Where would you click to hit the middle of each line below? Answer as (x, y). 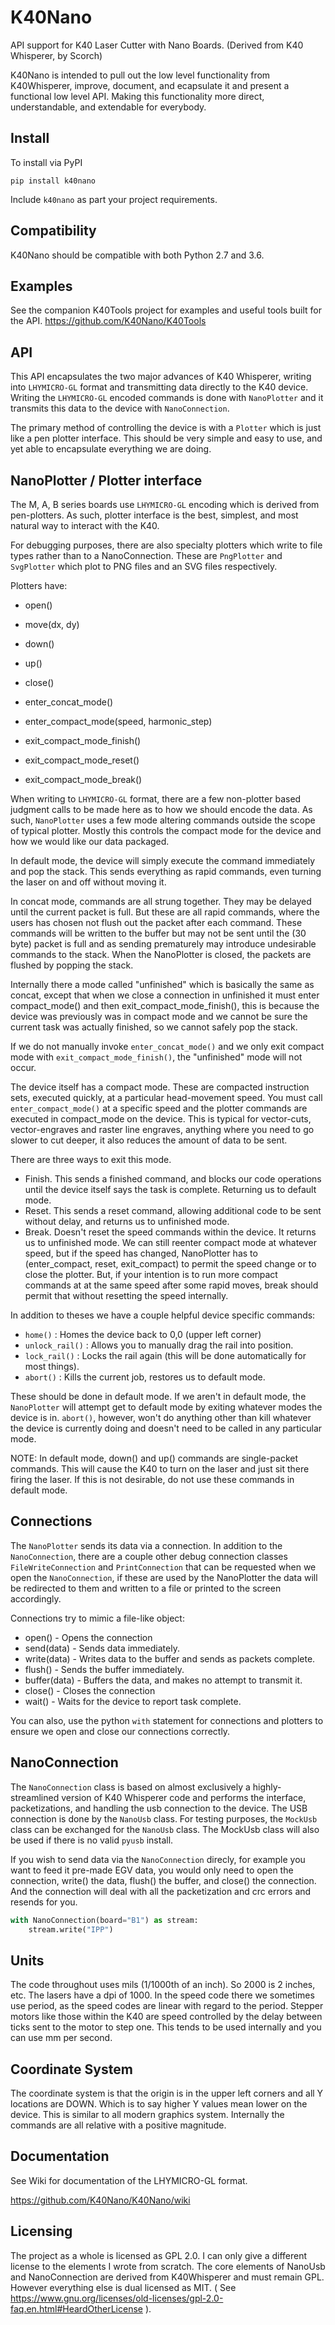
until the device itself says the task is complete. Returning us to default (170, 1189)
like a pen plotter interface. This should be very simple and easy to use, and (166, 438)
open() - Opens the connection (88, 1637)
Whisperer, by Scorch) (56, 55)
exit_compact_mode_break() (83, 779)
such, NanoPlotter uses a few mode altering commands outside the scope (163, 820)
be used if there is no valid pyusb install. (92, 1840)
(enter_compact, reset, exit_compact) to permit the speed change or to (170, 1264)
